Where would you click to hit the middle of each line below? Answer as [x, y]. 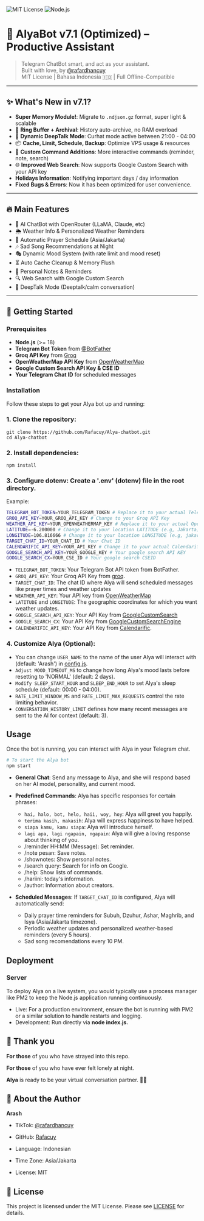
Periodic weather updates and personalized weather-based [98, 929]
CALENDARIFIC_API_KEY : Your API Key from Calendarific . [83, 628]
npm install [21, 465]
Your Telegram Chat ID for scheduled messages [76, 375]
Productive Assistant [60, 47]
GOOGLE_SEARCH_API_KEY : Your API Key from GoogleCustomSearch [96, 615]
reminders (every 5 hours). [57, 935]
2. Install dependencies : [42, 453]
